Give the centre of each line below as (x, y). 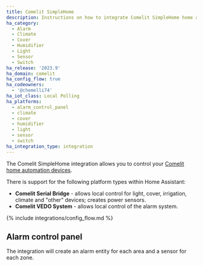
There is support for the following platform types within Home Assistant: (96, 182)
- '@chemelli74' (32, 90)
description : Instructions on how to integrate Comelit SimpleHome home (100, 17)
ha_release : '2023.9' (34, 68)
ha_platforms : (24, 101)
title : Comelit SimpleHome (40, 12)
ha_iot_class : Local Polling (43, 96)
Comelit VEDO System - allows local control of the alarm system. (96, 206)
